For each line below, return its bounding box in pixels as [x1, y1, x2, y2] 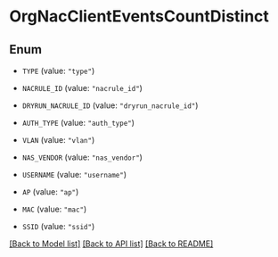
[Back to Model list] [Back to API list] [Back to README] [9, 238, 214, 249]
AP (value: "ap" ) [21, 187, 79, 197]
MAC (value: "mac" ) [21, 203, 87, 214]
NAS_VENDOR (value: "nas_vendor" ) [21, 152, 143, 162]
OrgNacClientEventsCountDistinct [9, 6, 270, 27]
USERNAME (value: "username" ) [21, 170, 127, 179]
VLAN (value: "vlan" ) [21, 135, 95, 145]
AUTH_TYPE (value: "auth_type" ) [21, 118, 135, 128]
